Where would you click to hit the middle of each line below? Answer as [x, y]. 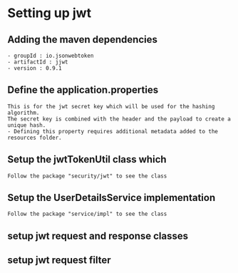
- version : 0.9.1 [35, 68]
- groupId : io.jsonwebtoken [51, 56]
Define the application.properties [83, 90]
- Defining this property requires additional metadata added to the [113, 131]
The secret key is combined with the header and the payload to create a [119, 119]
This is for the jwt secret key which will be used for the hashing [111, 106]
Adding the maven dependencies [83, 40]
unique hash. [27, 125]
